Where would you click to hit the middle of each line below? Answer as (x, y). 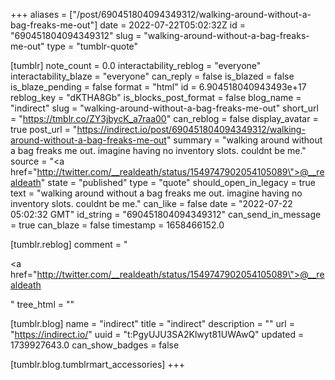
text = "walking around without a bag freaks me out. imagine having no (156, 193)
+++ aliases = (39, 14)
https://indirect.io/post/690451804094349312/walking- (191, 129)
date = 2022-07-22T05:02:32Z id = (172, 25)
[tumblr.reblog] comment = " (69, 244)
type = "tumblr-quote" (92, 46)
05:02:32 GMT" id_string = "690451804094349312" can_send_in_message (166, 214)
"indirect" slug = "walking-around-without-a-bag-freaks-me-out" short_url (164, 108)
